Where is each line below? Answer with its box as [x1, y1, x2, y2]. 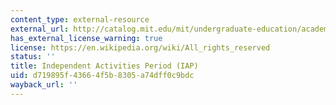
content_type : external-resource [10, 14, 150, 25]
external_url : [10, 24, 70, 34]
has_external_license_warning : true [10, 33, 163, 43]
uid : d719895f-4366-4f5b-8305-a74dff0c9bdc [10, 71, 195, 81]
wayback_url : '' [10, 80, 78, 90]
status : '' [10, 52, 56, 62]
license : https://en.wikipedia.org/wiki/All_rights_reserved [10, 42, 271, 53]
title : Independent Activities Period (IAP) [10, 61, 199, 71]
